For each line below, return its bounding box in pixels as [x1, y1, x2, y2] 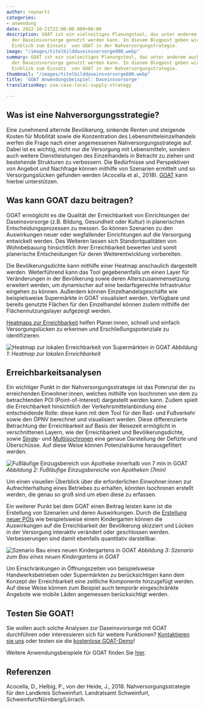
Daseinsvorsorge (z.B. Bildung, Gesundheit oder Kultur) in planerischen [6, 218, 185, 225]
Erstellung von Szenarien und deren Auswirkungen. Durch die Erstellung [6, 509, 187, 517]
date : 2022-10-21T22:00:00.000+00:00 [6, 25, 102, 32]
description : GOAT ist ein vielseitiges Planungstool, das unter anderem [6, 32, 197, 38]
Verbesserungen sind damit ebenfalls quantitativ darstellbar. [6, 535, 157, 542]
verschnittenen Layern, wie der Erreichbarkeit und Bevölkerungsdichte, [6, 429, 185, 436]
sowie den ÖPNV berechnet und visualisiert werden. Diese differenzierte [6, 416, 188, 423]
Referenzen [6, 667, 52, 677]
